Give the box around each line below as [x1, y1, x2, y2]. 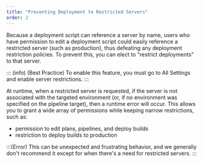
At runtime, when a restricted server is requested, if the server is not [6, 87, 177, 94]
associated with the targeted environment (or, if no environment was [6, 94, 177, 101]
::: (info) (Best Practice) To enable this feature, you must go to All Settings [6, 69, 191, 76]
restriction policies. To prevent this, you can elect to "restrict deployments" [6, 50, 194, 58]
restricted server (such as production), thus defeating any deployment [6, 44, 182, 52]
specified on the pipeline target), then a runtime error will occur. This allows [6, 100, 196, 107]
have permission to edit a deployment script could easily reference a [6, 38, 178, 45]
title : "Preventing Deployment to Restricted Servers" [6, 9, 148, 15]
